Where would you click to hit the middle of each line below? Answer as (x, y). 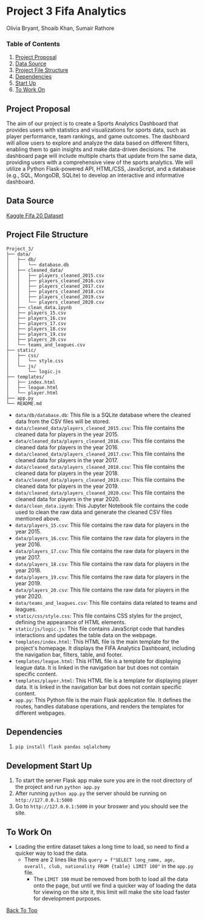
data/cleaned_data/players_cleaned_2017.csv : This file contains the (100, 454)
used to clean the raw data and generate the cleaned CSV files (93, 512)
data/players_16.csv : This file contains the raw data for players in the (102, 538)
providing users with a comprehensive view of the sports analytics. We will (100, 162)
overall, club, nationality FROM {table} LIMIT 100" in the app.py (109, 866)
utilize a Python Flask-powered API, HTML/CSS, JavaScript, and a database (101, 169)
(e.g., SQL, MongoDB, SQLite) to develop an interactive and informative (95, 176)
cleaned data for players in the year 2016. (67, 447)
